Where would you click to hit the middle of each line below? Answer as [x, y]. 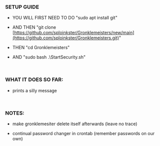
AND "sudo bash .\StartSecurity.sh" [49, 57]
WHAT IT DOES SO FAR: [34, 79]
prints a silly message [35, 90]
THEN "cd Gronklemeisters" [41, 48]
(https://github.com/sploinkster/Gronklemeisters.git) [66, 38]
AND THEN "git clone [34, 27]
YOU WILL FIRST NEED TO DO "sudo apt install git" [65, 18]
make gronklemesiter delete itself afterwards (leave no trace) [75, 124]
